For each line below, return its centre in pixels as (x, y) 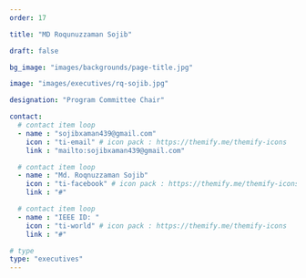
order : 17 (28, 18)
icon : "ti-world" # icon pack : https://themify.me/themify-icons (156, 226)
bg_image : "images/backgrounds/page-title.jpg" (102, 67)
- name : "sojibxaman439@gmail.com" (87, 133)
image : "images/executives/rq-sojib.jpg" (89, 84)
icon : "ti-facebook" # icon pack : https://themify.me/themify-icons (163, 184)
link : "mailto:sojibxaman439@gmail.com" (105, 150)
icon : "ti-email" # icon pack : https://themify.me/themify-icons (156, 142)
